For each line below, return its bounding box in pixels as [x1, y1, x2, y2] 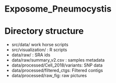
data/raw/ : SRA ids [11, 52, 50, 58]
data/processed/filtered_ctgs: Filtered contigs [11, 67, 103, 73]
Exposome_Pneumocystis [4, 3, 112, 15]
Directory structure [4, 26, 84, 37]
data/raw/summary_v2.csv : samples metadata [11, 57, 105, 63]
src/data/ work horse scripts [11, 42, 68, 48]
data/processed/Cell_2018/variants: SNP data [11, 62, 103, 68]
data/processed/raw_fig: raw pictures [11, 73, 87, 79]
